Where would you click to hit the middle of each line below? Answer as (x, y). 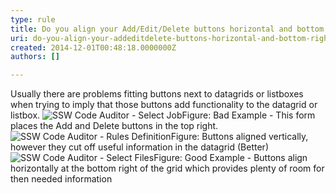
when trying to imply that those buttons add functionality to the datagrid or (164, 105)
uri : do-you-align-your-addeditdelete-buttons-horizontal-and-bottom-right (171, 38)
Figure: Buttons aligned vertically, (239, 137)
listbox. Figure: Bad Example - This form (163, 115)
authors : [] (35, 57)
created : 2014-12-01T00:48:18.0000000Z (93, 47)
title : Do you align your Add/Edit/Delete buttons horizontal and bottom (167, 29)
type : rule (33, 19)
